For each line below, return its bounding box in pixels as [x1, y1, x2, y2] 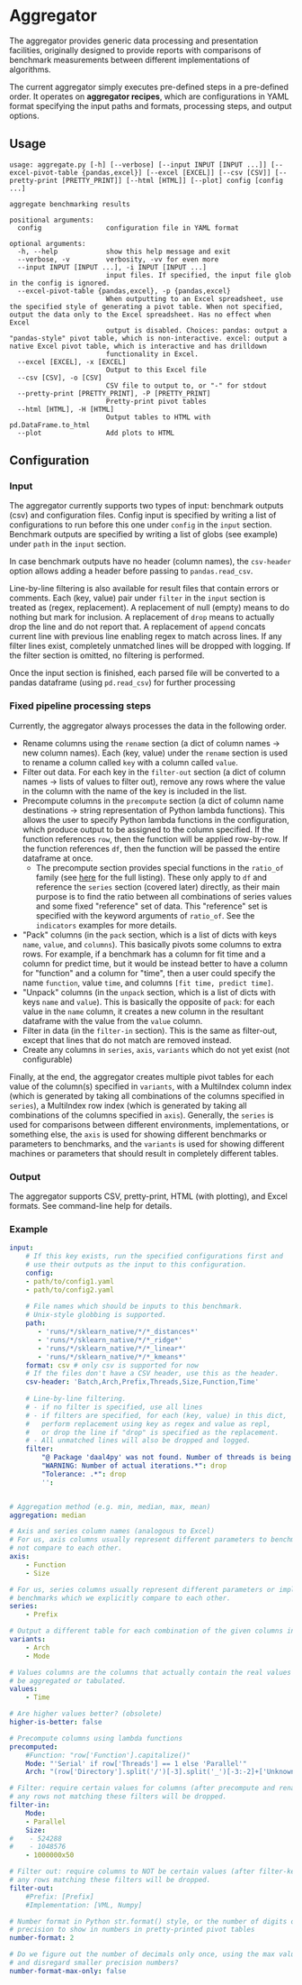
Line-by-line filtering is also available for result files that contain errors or [9, 583, 280, 594]
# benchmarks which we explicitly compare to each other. [9, 1593, 231, 1603]
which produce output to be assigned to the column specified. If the [22, 824, 274, 835]
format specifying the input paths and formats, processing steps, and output [9, 100, 292, 111]
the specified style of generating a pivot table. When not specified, [9, 302, 283, 311]
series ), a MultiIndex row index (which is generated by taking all [9, 1100, 247, 1111]
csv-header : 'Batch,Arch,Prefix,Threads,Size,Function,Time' [25, 1377, 259, 1386]
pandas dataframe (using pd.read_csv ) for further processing [9, 677, 235, 688]
